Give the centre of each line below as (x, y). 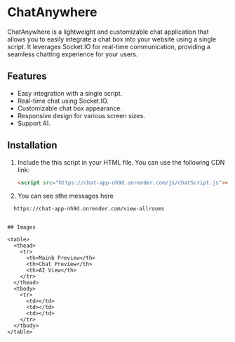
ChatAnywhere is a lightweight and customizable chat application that (108, 32)
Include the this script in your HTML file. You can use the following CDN (121, 162)
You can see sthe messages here (65, 196)
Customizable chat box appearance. (70, 108)
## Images (22, 227)
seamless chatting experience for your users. (73, 54)
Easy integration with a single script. (70, 93)
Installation (32, 145)
